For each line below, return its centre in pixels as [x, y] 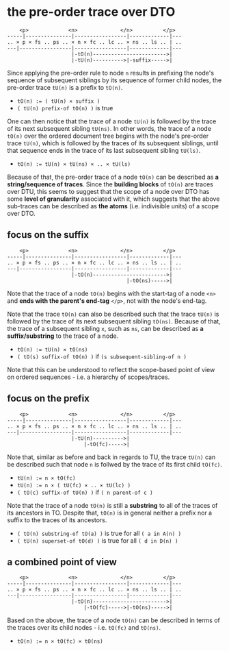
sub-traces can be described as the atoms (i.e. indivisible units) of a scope [113, 206]
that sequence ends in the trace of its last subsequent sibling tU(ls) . [104, 150]
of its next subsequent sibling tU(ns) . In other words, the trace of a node [109, 128]
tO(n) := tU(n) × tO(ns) [52, 349]
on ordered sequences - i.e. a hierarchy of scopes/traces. [89, 377]
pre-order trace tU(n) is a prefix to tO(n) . [65, 87]
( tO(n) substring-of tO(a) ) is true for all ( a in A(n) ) [99, 533]
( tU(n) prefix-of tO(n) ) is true [65, 108]
